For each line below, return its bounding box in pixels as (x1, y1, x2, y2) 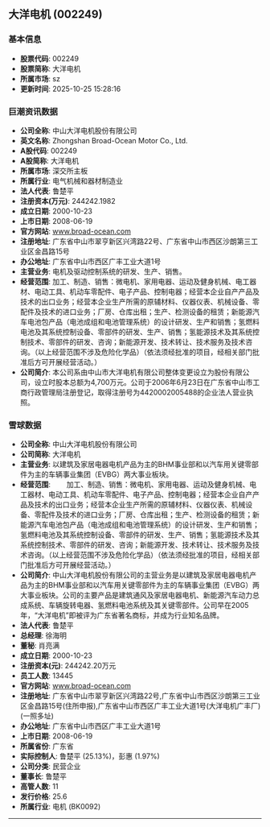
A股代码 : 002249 (19, 146, 78, 155)
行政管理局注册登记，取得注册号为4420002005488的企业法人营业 (27, 387, 247, 397)
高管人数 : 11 (19, 782, 59, 792)
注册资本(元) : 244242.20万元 (19, 661, 117, 671)
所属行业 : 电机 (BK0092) (19, 802, 101, 812)
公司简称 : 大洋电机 (19, 449, 81, 459)
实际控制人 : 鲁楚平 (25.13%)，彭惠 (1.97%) (19, 751, 161, 761)
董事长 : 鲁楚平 (19, 771, 67, 781)
